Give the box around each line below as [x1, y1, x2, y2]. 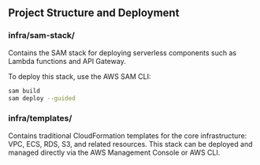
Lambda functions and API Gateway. [8, 56, 126, 66]
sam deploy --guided [8, 94, 76, 102]
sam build [8, 87, 41, 95]
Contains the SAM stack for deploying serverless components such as [8, 47, 237, 58]
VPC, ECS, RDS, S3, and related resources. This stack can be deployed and [8, 139, 253, 148]
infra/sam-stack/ [8, 30, 75, 41]
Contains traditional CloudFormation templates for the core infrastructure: [8, 130, 247, 141]
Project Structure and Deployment [8, 6, 180, 20]
